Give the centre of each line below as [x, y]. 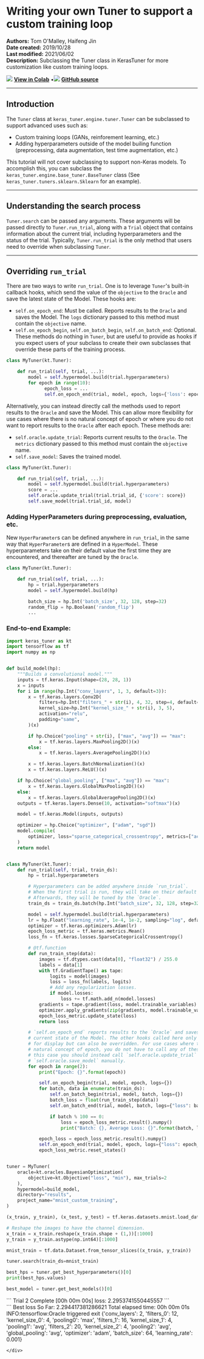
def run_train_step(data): [62, 954]
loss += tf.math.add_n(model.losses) [108, 999]
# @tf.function [47, 948]
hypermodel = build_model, [49, 1189]
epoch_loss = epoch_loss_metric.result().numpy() [103, 1139]
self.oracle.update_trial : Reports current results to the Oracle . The [101, 437]
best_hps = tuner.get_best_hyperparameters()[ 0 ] [69, 1273]
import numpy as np [31, 652]
